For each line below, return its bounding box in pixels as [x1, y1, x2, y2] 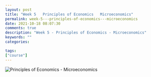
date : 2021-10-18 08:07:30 [5, 21, 61, 26]
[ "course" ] [5, 53, 28, 58]
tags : [5, 48, 16, 53]
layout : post [5, 7, 32, 12]
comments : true [5, 26, 37, 31]
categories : [5, 39, 30, 44]
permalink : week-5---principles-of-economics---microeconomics [5, 16, 138, 21]
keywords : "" [5, 35, 32, 40]
